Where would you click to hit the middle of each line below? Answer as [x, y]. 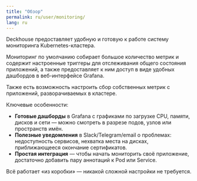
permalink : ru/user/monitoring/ [46, 17]
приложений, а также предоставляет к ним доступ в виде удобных [90, 70]
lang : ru [17, 22]
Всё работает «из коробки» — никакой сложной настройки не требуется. [99, 172]
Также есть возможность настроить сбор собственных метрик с [88, 87]
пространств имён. [39, 129]
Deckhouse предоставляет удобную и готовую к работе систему [87, 40]
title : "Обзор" [25, 11]
